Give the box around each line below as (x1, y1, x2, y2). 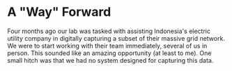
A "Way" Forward (7, 4, 111, 20)
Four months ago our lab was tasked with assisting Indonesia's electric (7, 27, 211, 35)
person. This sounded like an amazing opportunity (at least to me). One (7, 49, 212, 57)
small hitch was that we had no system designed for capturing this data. (7, 56, 214, 64)
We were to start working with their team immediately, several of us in (7, 41, 208, 50)
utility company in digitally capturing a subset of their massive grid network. (7, 34, 225, 42)
